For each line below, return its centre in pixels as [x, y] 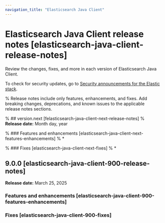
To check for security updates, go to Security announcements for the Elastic [82, 83]
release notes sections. [29, 109]
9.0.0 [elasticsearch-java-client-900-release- [78, 163]
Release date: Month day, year [36, 123]
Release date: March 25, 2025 [36, 183]
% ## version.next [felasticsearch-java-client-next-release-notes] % [75, 118]
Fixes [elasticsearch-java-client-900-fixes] [58, 215]
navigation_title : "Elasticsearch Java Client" [55, 10]
